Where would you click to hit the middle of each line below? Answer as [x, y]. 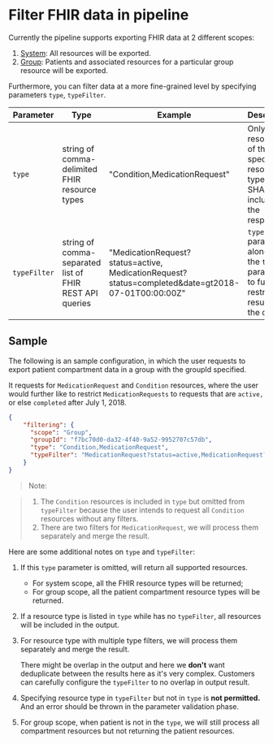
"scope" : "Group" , [61, 432]
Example [174, 115]
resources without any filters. [89, 518]
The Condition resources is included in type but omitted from [143, 501]
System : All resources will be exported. [86, 53]
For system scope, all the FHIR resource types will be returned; [138, 583]
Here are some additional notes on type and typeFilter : [102, 552]
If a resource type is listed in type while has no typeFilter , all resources [141, 616]
